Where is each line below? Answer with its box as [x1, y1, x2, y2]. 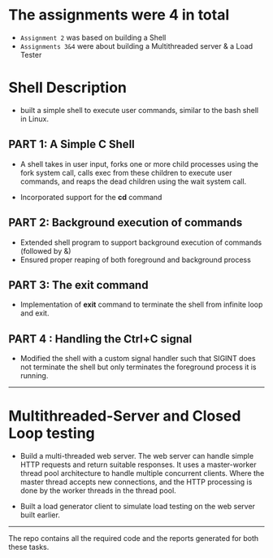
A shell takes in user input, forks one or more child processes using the [19, 159, 258, 168]
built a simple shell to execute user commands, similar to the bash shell [19, 105, 258, 115]
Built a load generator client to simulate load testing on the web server [19, 502, 256, 512]
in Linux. [19, 114, 49, 124]
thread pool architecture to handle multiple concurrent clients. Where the [19, 469, 265, 478]
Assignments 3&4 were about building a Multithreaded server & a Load [19, 41, 253, 50]
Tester [19, 50, 42, 59]
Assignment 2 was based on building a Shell [19, 33, 167, 42]
